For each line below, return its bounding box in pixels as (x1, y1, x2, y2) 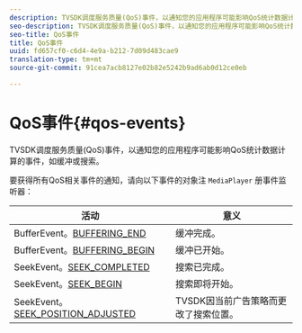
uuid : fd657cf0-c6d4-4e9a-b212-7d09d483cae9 (9, 47, 179, 56)
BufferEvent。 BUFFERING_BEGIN (13, 244, 155, 256)
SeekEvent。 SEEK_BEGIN (13, 277, 123, 290)
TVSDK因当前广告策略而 (174, 294, 279, 307)
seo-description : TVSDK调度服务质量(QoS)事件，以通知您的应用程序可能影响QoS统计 (9, 22, 291, 31)
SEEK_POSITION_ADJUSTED (13, 307, 137, 319)
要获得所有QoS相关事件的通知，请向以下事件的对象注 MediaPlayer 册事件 (9, 175, 279, 185)
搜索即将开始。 (174, 277, 239, 290)
